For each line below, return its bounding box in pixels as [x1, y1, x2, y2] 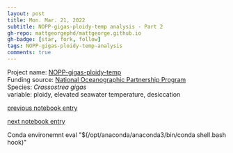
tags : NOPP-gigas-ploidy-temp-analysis [7, 42, 123, 49]
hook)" [7, 138, 27, 146]
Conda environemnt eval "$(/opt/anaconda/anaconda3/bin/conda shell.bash [7, 130, 226, 139]
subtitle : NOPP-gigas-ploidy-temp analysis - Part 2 [7, 23, 163, 30]
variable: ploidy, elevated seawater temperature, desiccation [7, 90, 181, 98]
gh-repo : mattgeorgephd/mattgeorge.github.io [7, 29, 141, 37]
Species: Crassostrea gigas [7, 83, 87, 91]
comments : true [7, 49, 51, 56]
